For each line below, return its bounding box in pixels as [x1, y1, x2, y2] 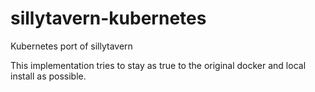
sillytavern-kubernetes [10, 7, 207, 30]
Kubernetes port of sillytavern [10, 40, 133, 52]
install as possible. [10, 70, 87, 82]
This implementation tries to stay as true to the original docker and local [10, 59, 307, 71]
